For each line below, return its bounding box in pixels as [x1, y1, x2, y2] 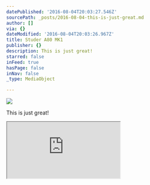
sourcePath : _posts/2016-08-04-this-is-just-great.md [6, 14, 145, 20]
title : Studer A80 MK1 [6, 37, 63, 43]
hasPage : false [6, 64, 45, 71]
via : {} [6, 25, 26, 32]
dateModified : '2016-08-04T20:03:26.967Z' [6, 31, 114, 37]
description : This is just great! [6, 48, 93, 54]
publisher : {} [6, 43, 42, 49]
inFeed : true [6, 59, 39, 65]
